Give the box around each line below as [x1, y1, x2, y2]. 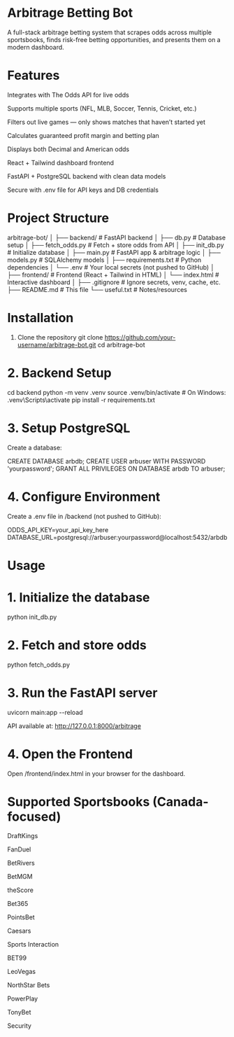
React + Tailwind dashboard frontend [7, 158, 114, 167]
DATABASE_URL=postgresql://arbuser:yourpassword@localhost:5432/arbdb [7, 533, 228, 541]
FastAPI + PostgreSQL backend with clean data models [7, 172, 166, 180]
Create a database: [7, 443, 62, 452]
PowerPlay [7, 994, 38, 1003]
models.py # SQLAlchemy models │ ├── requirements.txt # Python [7, 256, 202, 264]
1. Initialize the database [7, 590, 150, 605]
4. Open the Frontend [7, 746, 133, 762]
